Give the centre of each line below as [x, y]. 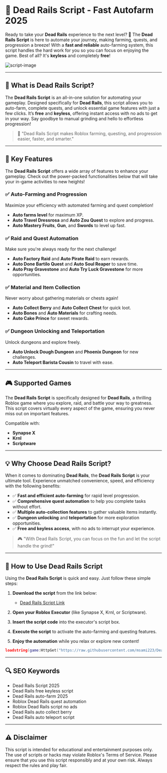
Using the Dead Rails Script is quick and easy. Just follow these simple [78, 578]
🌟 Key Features [29, 159]
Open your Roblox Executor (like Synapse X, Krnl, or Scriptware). [80, 613]
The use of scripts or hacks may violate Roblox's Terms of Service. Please [81, 755]
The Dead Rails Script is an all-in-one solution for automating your [73, 97]
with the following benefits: [33, 486]
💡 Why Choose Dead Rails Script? [58, 463]
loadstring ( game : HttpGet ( [32, 650]
